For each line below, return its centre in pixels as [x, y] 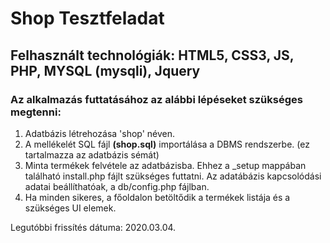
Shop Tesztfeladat [87, 18]
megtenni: [36, 112]
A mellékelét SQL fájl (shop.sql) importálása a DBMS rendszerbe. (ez [167, 144]
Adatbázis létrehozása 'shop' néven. [100, 133]
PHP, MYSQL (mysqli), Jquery [105, 70]
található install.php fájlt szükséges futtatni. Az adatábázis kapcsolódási [173, 176]
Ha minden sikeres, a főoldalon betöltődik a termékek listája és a [157, 197]
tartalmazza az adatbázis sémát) [92, 154]
